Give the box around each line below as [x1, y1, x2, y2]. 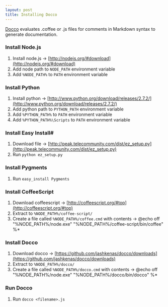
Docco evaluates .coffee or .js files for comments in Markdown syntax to [5, 26, 156, 32]
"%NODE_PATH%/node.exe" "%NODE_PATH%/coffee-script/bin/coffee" [12, 221, 163, 227]
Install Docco [5, 239, 38, 246]
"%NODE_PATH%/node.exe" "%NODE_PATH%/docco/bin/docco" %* [12, 272, 157, 278]
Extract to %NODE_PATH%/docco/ [12, 261, 74, 267]
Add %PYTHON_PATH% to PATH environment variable [12, 111, 112, 117]
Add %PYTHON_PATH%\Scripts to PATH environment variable [12, 117, 131, 123]
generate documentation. [5, 31, 58, 37]
